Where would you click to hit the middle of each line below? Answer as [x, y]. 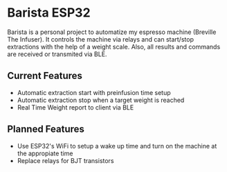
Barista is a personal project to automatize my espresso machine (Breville [112, 32]
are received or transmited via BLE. [57, 54]
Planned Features [46, 129]
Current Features [45, 76]
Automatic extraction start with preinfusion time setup [94, 92]
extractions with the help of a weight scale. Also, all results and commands [114, 46]
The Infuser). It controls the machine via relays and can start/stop [100, 39]
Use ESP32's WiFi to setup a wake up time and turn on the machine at [117, 146]
